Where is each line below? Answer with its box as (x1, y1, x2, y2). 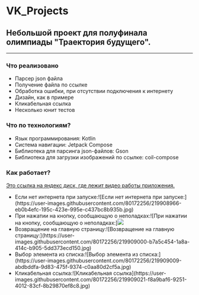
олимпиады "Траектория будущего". (6, 37, 151, 47)
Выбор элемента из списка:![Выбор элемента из (14, 251, 139, 258)
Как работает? (6, 168, 51, 177)
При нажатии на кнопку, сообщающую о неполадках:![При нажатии (14, 212, 188, 219)
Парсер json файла (14, 75, 63, 82)
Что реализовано (6, 61, 59, 69)
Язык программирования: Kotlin (14, 134, 96, 142)
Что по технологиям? (6, 121, 71, 130)
